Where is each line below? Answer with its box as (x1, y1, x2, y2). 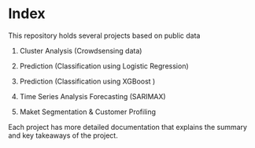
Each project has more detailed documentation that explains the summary (8, 122, 248, 131)
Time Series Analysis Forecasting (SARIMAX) (19, 91, 167, 101)
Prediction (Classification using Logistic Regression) (19, 61, 189, 71)
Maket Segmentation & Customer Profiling (19, 107, 156, 117)
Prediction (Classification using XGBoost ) (19, 76, 156, 86)
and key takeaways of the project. (8, 131, 118, 140)
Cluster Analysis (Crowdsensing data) (19, 46, 142, 55)
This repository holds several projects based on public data (8, 31, 201, 40)
